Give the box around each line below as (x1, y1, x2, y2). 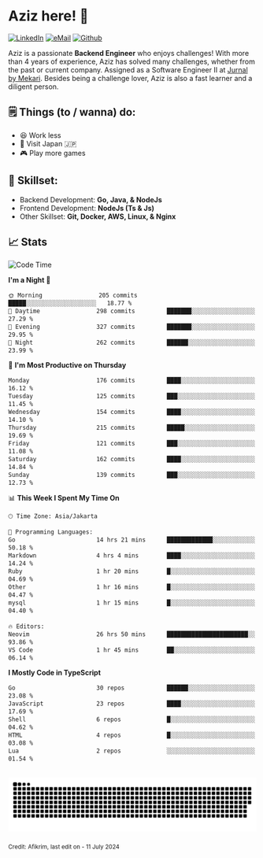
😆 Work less (19, 130, 61, 140)
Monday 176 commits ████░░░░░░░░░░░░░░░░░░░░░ (8, 377, 256, 385)
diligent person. (8, 82, 59, 91)
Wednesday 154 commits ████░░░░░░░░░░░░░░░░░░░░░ (8, 409, 256, 416)
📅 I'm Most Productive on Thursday (8, 361, 127, 370)
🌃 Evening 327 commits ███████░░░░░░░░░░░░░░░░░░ (8, 323, 256, 331)
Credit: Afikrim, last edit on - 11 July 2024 (8, 842, 120, 851)
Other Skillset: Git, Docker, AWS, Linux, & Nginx (19, 212, 176, 221)
